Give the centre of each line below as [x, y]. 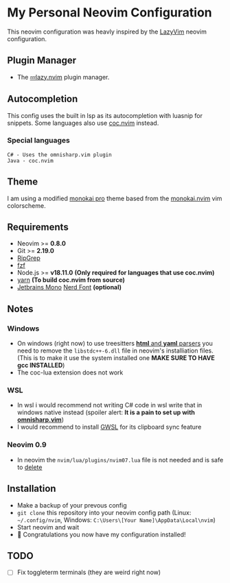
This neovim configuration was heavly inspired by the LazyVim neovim [107, 32]
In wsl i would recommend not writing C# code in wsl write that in [110, 405]
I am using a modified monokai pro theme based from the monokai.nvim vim [115, 198]
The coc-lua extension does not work [70, 372]
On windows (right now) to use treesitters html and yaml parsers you [115, 344]
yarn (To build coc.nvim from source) [71, 280]
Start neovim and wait [48, 527]
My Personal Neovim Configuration [110, 13]
